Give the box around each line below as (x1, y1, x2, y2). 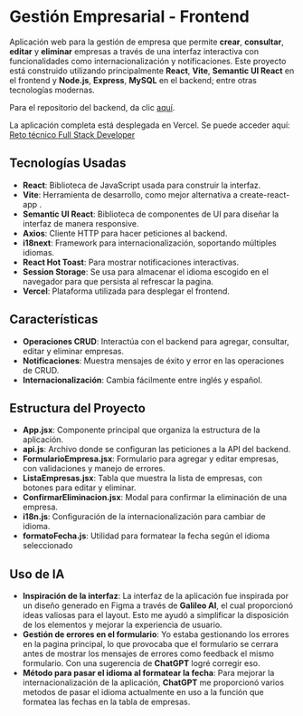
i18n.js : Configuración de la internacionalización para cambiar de (22, 511, 266, 522)
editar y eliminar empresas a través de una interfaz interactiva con (9, 45, 260, 56)
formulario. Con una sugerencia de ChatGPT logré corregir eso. (22, 658, 260, 669)
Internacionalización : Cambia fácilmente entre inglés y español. (22, 374, 263, 385)
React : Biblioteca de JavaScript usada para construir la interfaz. (22, 179, 261, 190)
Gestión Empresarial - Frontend (9, 6, 251, 27)
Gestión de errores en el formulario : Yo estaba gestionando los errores (22, 629, 289, 640)
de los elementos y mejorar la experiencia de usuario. (22, 619, 223, 631)
